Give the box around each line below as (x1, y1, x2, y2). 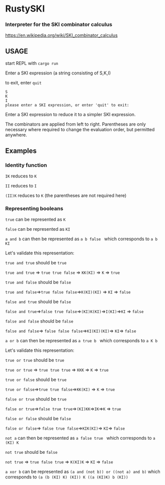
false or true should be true (5, 396, 67, 402)
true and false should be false (5, 279, 71, 285)
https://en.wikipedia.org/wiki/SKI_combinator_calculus (5, 32, 118, 38)
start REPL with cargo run (5, 60, 59, 66)
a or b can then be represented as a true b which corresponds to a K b (5, 338, 158, 344)
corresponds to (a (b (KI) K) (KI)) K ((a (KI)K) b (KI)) (5, 474, 128, 480)
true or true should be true (5, 357, 64, 363)
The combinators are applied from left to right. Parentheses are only (5, 121, 146, 127)
